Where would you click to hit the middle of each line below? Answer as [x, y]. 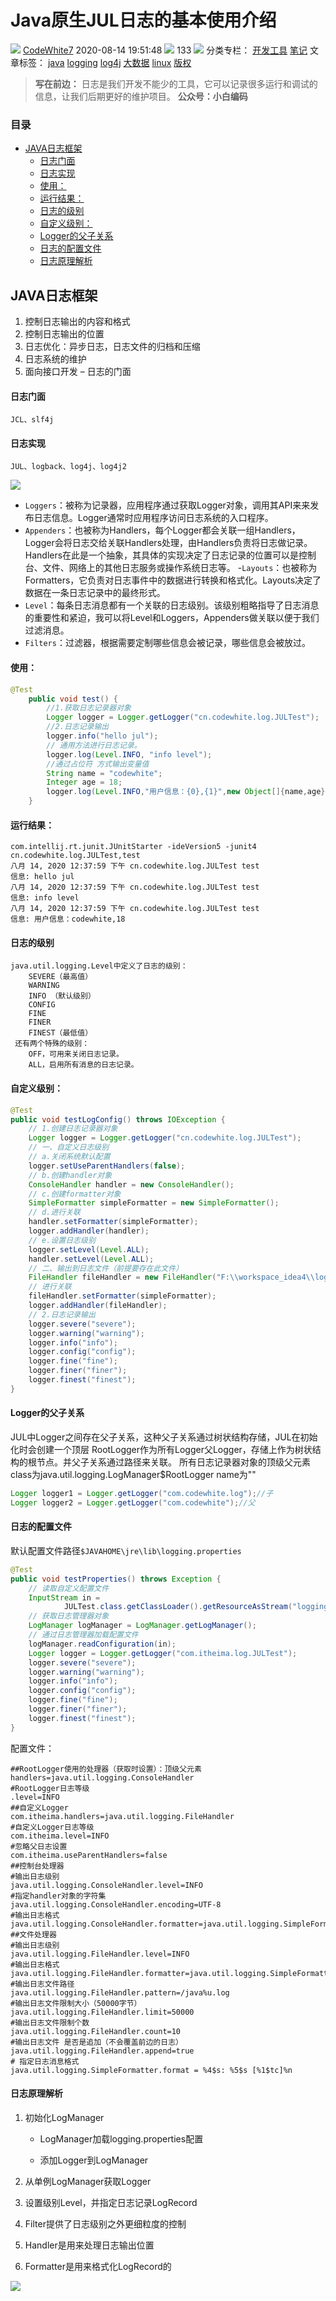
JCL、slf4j [32, 420]
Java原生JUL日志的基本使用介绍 [143, 20]
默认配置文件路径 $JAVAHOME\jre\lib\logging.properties [126, 1550]
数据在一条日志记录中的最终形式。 [95, 593]
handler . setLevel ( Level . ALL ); [91, 1259]
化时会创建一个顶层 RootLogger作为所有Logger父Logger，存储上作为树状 [161, 1449]
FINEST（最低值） [60, 1033]
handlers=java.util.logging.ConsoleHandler [102, 1777]
